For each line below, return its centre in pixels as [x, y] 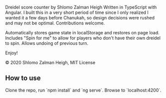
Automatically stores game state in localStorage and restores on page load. [82, 33]
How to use [23, 78]
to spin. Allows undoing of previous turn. [47, 43]
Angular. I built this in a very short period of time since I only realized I [77, 12]
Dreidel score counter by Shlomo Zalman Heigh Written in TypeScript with [81, 7]
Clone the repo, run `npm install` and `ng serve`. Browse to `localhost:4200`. [83, 90]
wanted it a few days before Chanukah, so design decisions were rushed [80, 18]
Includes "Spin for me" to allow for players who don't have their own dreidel [83, 38]
